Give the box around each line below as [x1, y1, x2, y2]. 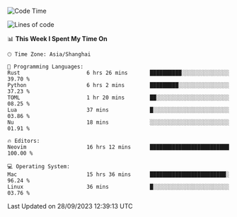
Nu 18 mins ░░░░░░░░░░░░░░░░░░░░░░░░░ [7, 119, 230, 126]
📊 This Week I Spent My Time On [7, 35, 108, 42]
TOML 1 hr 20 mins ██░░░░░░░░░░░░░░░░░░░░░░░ [7, 94, 230, 101]
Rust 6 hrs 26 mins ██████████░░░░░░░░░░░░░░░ [7, 69, 230, 76]
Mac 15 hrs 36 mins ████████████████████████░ [7, 171, 230, 178]
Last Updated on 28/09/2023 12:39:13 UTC [7, 202, 133, 210]
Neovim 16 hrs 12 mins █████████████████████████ [7, 143, 230, 151]
